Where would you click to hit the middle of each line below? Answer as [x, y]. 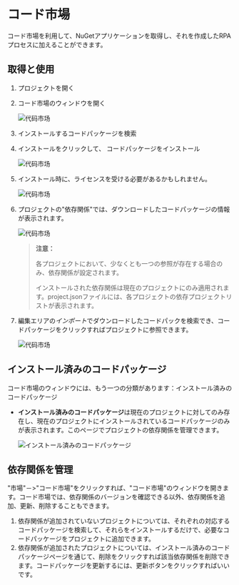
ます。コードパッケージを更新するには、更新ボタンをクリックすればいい [124, 566]
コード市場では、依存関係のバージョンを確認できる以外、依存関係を [119, 497]
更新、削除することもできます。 [66, 506]
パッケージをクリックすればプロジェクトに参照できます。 [108, 330]
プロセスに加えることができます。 [57, 44]
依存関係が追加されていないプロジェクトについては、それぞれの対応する [124, 521]
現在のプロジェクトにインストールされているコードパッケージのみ [133, 421]
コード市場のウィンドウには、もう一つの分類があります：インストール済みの [120, 388]
